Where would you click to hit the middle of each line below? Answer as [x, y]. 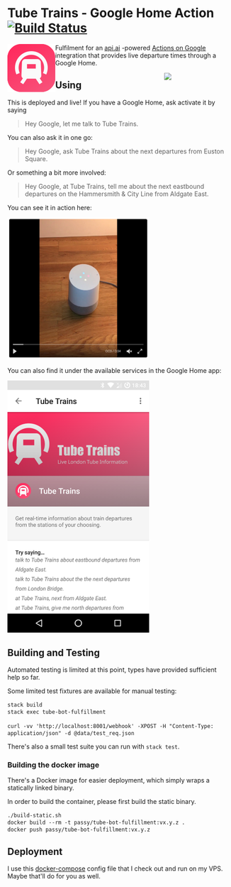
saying [17, 110]
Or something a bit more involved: [57, 173]
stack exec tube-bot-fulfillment [57, 712]
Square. [36, 158]
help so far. [24, 678]
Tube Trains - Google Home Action [111, 13]
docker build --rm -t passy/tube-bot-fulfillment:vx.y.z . [96, 823]
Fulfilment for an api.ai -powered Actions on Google [131, 48]
